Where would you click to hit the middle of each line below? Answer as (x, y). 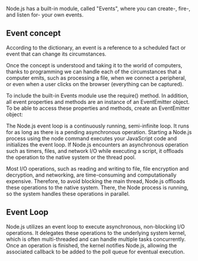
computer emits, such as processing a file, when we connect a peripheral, (96, 78)
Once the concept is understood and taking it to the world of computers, (94, 65)
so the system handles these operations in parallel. (68, 194)
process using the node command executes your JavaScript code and (92, 138)
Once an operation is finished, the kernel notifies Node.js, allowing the (92, 245)
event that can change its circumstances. (56, 54)
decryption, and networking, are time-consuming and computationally (91, 175)
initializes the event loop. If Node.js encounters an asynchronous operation (98, 145)
